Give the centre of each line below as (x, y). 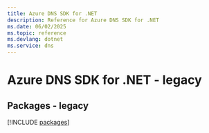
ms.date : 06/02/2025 (37, 26)
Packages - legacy (48, 106)
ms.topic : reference (37, 33)
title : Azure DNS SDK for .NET (52, 14)
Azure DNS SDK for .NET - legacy (104, 80)
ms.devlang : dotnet (35, 39)
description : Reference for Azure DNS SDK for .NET (83, 20)
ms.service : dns (30, 46)
